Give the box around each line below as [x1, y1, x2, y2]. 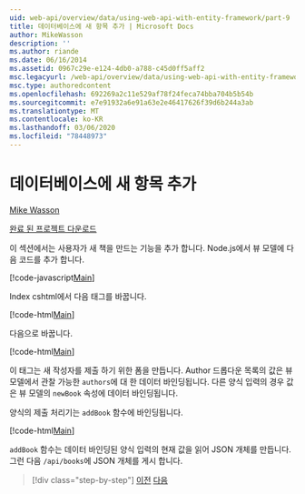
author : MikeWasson [9, 30, 84, 39]
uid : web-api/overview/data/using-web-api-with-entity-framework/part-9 [9, 13, 290, 23]
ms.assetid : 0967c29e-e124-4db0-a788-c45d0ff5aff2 [9, 65, 205, 74]
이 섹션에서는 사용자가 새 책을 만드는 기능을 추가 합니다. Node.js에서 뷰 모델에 [9, 242, 285, 253]
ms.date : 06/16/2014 [9, 55, 88, 65]
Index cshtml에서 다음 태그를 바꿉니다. [9, 290, 147, 301]
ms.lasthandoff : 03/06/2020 [9, 124, 116, 133]
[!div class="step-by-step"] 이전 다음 [31, 474, 168, 485]
